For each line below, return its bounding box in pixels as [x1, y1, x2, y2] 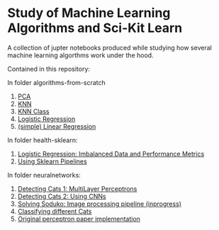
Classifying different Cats [17, 207, 92, 215]
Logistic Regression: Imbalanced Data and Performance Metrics [17, 149, 205, 158]
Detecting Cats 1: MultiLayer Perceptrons [17, 184, 137, 192]
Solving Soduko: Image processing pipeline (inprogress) [17, 200, 182, 208]
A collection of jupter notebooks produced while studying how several [7, 43, 213, 52]
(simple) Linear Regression [17, 122, 96, 130]
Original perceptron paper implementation [17, 214, 140, 223]
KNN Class [17, 107, 50, 115]
